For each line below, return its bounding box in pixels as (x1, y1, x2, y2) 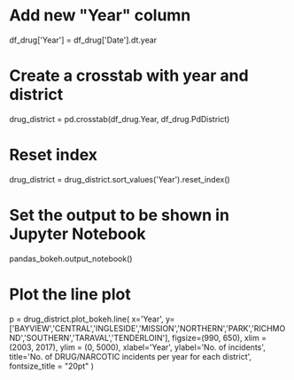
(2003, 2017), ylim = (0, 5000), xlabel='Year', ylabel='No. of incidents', (9, 342, 266, 353)
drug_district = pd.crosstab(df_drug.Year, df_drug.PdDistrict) (9, 113, 230, 124)
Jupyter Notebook (9, 224, 146, 244)
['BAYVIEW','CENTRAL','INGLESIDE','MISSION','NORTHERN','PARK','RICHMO (9, 322, 286, 333)
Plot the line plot (9, 284, 131, 304)
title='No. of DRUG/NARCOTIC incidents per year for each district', (9, 351, 252, 361)
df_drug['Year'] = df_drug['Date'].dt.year (9, 35, 158, 45)
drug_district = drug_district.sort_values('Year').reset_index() (9, 174, 230, 184)
